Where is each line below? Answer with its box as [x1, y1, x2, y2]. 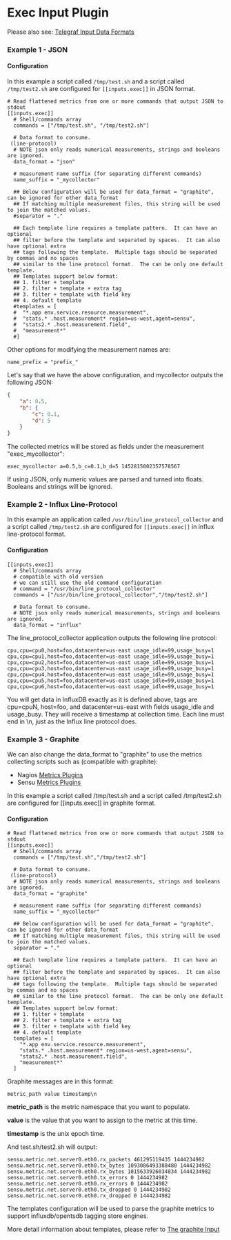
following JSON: [7, 378, 53, 387]
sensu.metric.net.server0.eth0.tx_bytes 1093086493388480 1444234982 [7, 1162, 212, 1170]
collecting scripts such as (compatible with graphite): [7, 757, 159, 766]
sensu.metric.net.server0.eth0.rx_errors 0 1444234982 [7, 1181, 168, 1188]
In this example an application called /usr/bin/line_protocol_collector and [7, 515, 223, 523]
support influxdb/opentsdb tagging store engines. [7, 1212, 149, 1220]
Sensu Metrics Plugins [17, 778, 81, 786]
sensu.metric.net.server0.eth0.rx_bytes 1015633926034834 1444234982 [7, 1168, 212, 1175]
